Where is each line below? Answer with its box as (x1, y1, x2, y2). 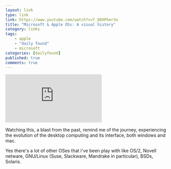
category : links (5, 27, 40, 32)
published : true (5, 55, 40, 61)
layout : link (5, 7, 33, 13)
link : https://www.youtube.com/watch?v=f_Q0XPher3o (5, 17, 118, 22)
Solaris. (5, 159, 22, 165)
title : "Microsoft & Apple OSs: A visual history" (5, 22, 116, 27)
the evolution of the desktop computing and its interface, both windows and (5, 132, 166, 139)
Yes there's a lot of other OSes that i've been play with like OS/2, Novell (5, 147, 157, 154)
